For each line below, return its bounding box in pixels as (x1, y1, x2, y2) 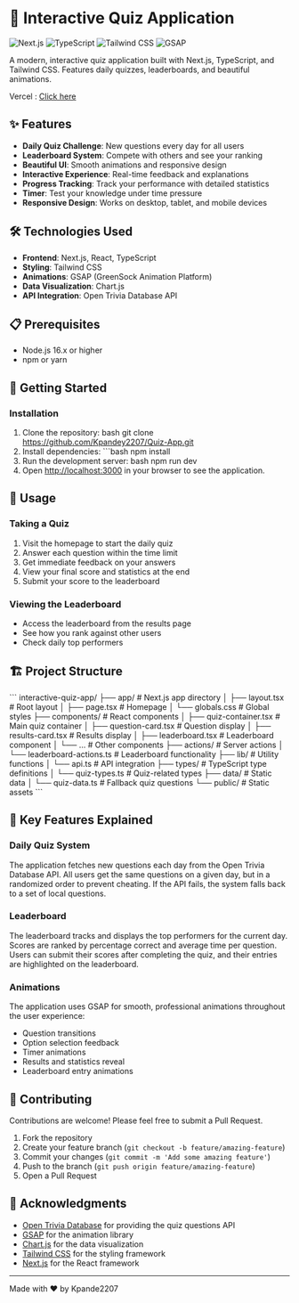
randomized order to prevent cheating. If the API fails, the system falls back (9, 878, 287, 889)
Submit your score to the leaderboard (21, 575, 160, 586)
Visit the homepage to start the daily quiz (21, 538, 174, 549)
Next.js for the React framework (21, 1258, 140, 1268)
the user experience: (9, 1011, 85, 1022)
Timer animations (21, 1046, 86, 1058)
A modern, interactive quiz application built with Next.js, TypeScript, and (9, 54, 275, 65)
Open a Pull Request (21, 1170, 98, 1181)
